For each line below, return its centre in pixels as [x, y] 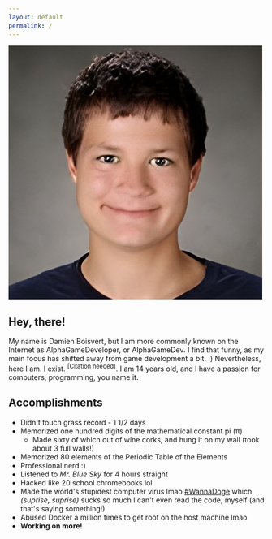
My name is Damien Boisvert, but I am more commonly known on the [124, 342]
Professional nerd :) [53, 465]
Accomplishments [56, 403]
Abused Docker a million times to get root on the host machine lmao [134, 517]
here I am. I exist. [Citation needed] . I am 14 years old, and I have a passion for [135, 368]
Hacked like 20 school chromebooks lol [86, 482]
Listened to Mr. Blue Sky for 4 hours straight [94, 474]
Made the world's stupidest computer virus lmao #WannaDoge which [136, 491]
